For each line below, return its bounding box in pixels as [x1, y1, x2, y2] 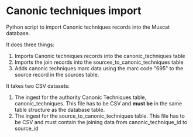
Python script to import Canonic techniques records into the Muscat [6, 23, 170, 30]
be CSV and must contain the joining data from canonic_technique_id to [14, 118, 188, 125]
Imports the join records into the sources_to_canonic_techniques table [14, 59, 184, 66]
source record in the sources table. [14, 71, 99, 78]
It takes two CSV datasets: [6, 82, 70, 89]
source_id [14, 125, 39, 132]
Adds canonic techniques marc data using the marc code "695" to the [14, 64, 184, 71]
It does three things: [6, 41, 54, 48]
